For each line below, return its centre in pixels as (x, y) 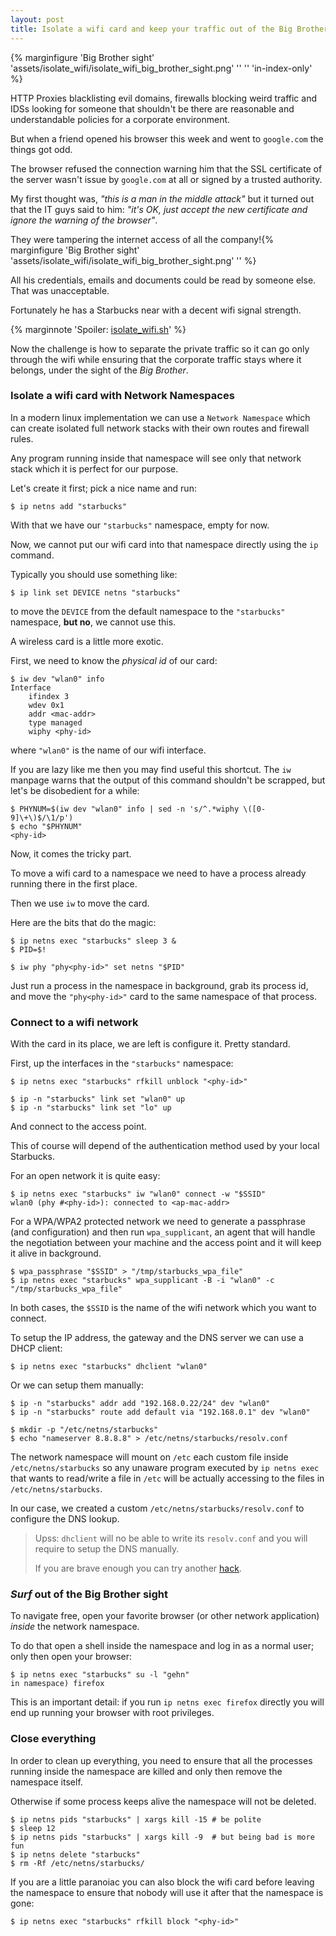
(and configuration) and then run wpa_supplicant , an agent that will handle (163, 1232)
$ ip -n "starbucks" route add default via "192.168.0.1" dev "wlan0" (160, 1412)
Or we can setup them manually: (77, 1385)
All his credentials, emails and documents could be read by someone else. (163, 280)
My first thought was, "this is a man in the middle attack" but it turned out (162, 198)
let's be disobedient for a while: (75, 790)
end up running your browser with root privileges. (112, 1713)
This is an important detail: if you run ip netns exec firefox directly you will (167, 1702)
